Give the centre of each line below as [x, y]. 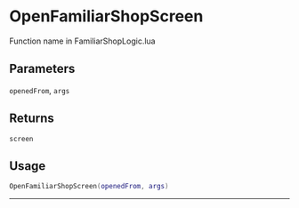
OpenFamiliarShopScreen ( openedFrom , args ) [89, 187]
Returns [32, 119]
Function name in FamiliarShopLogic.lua [82, 41]
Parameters [42, 69]
